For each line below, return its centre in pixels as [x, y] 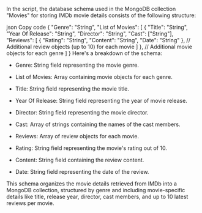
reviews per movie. [30, 203]
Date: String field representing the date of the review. [82, 172]
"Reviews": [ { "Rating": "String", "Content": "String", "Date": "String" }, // [99, 40]
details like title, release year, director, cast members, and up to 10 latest [97, 196]
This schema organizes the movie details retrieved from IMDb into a [92, 184]
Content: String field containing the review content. [80, 160]
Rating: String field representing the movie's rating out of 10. [91, 148]
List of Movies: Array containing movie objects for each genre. [94, 77]
